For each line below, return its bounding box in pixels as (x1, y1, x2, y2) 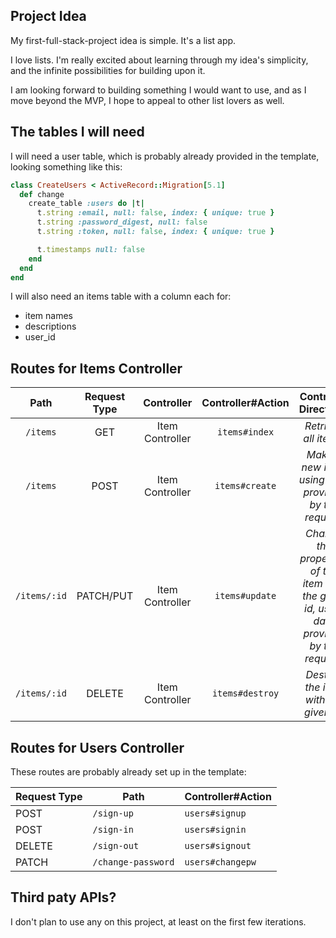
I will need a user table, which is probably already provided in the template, (10, 150, 320, 162)
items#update (214, 590, 277, 602)
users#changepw (184, 857, 257, 868)
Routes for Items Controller (10, 360, 183, 377)
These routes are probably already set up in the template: (10, 766, 247, 778)
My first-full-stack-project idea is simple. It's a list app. (10, 34, 237, 46)
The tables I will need (10, 124, 145, 141)
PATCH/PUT (76, 589, 134, 603)
